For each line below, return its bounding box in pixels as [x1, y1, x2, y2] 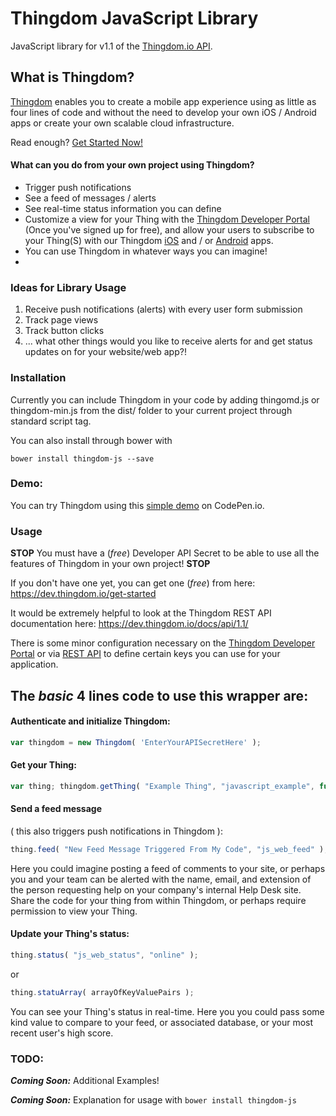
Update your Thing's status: [10, 928, 130, 940]
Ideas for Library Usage [10, 280, 127, 294]
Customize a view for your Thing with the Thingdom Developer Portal [24, 213, 310, 225]
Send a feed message [10, 803, 103, 815]
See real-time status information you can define [24, 202, 222, 214]
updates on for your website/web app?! [24, 346, 187, 358]
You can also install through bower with [10, 434, 173, 446]
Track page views [24, 314, 99, 326]
